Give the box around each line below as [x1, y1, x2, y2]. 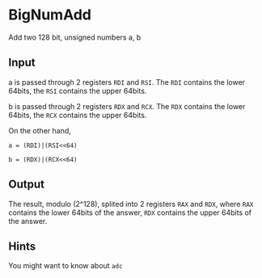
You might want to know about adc [8, 261, 123, 271]
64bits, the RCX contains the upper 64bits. [8, 110, 147, 120]
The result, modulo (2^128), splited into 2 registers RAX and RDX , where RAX [8, 199, 254, 208]
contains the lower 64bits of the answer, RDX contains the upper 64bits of [8, 208, 252, 217]
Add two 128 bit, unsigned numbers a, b [8, 32, 142, 42]
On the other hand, [8, 125, 71, 135]
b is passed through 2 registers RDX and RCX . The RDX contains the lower [8, 101, 246, 111]
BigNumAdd [8, 6, 91, 24]
